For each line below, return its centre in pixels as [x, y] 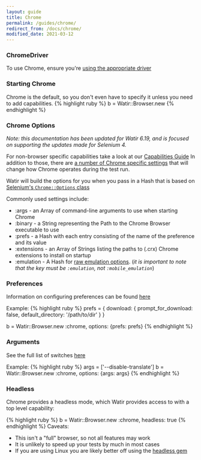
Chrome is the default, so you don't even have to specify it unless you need [100, 97]
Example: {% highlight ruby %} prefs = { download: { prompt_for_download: [100, 308]
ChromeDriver [28, 55]
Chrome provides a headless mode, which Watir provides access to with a [98, 402]
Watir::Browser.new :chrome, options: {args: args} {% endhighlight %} [93, 373]
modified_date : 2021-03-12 [40, 34]
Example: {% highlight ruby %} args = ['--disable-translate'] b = [85, 367]
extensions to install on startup [53, 256]
